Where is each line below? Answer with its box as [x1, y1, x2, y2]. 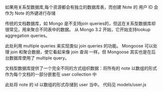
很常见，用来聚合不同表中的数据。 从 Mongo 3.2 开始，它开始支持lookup [5, 27, 151, 32]
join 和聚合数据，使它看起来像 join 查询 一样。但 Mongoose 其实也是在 [10, 49, 152, 55]
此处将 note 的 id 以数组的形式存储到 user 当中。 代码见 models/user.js [5, 82, 147, 87]
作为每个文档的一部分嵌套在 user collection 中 [5, 72, 97, 77]
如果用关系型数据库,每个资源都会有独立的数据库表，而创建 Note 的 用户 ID [5, 4, 153, 10]
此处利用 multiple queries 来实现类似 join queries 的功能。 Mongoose [5, 43, 144, 48]
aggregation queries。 [5, 33, 50, 38]
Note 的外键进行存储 [14, 10, 56, 16]
